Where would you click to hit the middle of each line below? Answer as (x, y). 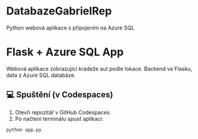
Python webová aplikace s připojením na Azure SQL (70, 28)
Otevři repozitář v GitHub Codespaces (62, 112)
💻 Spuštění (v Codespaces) (60, 95)
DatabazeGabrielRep (59, 11)
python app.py (24, 130)
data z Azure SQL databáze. (41, 75)
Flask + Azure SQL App (65, 52)
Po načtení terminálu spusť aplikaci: (59, 119)
